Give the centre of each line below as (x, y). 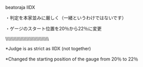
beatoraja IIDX (20, 7)
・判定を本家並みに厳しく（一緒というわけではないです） (66, 18)
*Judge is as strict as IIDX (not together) (48, 48)
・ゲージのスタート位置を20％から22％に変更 (54, 28)
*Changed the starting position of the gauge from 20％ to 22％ (72, 59)
